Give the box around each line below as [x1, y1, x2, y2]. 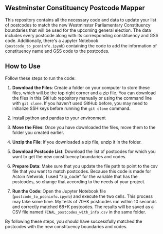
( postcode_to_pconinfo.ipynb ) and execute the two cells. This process [12, 193, 153, 199]
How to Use [5, 62, 41, 70]
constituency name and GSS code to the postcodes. [5, 48, 109, 54]
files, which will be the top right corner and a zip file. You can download [12, 90, 156, 96]
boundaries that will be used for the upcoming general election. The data [5, 27, 151, 33]
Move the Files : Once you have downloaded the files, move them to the [12, 124, 156, 130]
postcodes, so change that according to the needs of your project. [12, 178, 145, 185]
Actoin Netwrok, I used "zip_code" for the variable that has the [12, 173, 138, 179]
